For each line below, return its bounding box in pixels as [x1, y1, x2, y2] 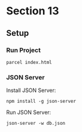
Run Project [6, 46, 41, 54]
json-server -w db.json [6, 121, 66, 127]
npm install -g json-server [6, 99, 77, 105]
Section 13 [6, 4, 59, 18]
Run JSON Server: [6, 109, 51, 116]
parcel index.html [6, 59, 52, 65]
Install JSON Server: [6, 87, 56, 94]
